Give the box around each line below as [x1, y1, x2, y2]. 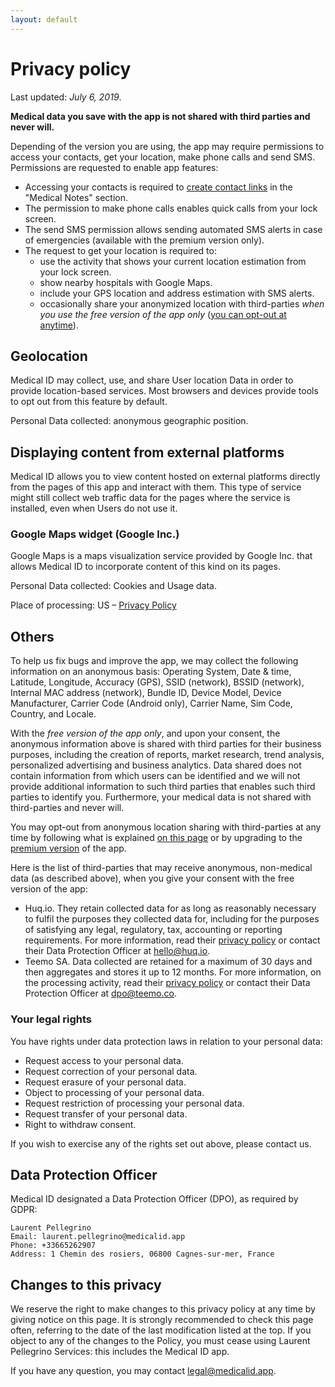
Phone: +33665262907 [10, 1241, 97, 1251]
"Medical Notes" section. [24, 191, 129, 203]
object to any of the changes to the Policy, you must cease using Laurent [10, 1335, 311, 1347]
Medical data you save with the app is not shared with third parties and [10, 110, 311, 122]
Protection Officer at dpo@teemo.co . [24, 987, 177, 1000]
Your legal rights [10, 1012, 92, 1026]
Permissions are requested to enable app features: [10, 161, 219, 173]
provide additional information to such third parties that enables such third [10, 781, 316, 793]
